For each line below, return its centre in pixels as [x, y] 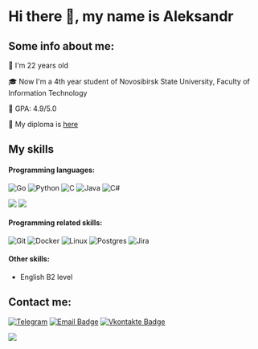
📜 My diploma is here [43, 124]
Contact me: [40, 302]
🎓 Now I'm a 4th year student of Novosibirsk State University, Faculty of [129, 81]
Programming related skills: [55, 223]
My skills [31, 149]
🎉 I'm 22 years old [39, 65]
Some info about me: [61, 46]
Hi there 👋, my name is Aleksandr [121, 16]
